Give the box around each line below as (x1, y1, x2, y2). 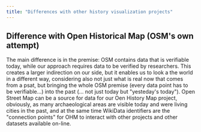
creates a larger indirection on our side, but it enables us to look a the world (6, 69, 193, 76)
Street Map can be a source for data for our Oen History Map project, (6, 94, 178, 102)
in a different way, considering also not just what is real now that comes (6, 76, 184, 83)
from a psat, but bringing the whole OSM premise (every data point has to (6, 82, 188, 89)
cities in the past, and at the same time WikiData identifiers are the (6, 107, 170, 115)
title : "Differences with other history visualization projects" (6, 8, 173, 15)
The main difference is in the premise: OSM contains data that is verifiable (6, 56, 189, 64)
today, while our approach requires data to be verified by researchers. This (6, 62, 191, 70)
